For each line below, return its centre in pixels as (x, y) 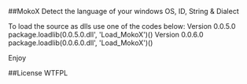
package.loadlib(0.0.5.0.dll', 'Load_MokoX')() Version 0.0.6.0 (106, 35)
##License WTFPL (38, 73)
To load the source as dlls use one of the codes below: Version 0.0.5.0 (122, 26)
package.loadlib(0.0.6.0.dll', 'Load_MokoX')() (81, 43)
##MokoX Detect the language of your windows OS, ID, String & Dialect (124, 11)
